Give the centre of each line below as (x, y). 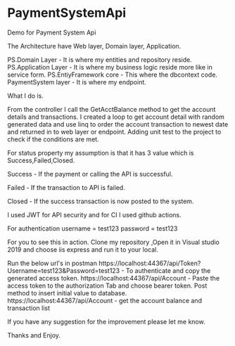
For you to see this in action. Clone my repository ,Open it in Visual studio (114, 242)
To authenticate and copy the (168, 270)
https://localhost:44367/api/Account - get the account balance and (105, 300)
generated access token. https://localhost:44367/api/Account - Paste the (114, 278)
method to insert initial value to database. (67, 293)
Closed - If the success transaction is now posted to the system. (101, 201)
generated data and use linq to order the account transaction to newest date (118, 124)
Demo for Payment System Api (52, 32)
